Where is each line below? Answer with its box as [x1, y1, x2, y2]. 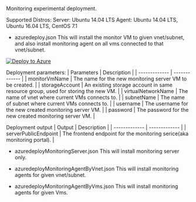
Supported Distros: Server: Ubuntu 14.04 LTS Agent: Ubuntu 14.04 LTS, [6, 16, 178, 23]
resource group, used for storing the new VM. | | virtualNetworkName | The [6, 88, 188, 94]
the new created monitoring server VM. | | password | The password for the [6, 107, 189, 113]
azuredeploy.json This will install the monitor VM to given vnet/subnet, [14, 34, 185, 40]
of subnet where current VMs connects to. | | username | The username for [6, 100, 189, 107]
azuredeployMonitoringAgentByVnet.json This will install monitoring [14, 165, 179, 172]
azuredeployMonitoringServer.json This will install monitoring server [14, 148, 180, 155]
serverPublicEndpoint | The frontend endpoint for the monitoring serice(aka [6, 130, 189, 137]
